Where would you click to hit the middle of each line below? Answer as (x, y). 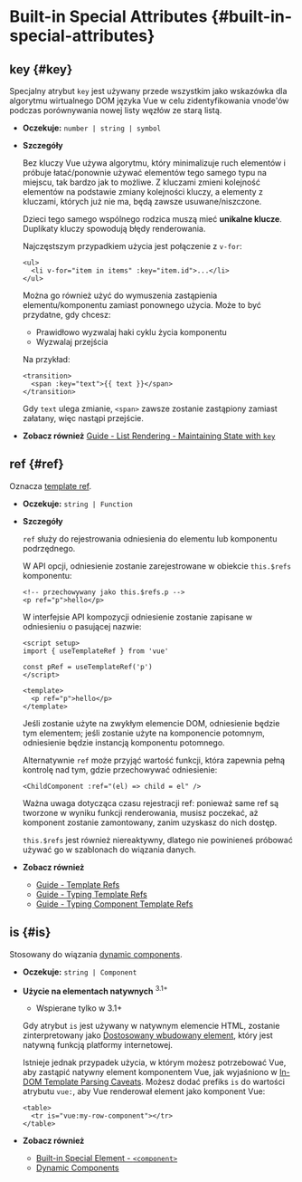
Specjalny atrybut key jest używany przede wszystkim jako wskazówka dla (148, 91)
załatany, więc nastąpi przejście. (83, 418)
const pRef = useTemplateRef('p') (87, 667)
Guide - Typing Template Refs (91, 894)
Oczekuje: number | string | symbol (92, 128)
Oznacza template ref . (51, 485)
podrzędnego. (49, 548)
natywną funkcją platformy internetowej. (98, 1045)
